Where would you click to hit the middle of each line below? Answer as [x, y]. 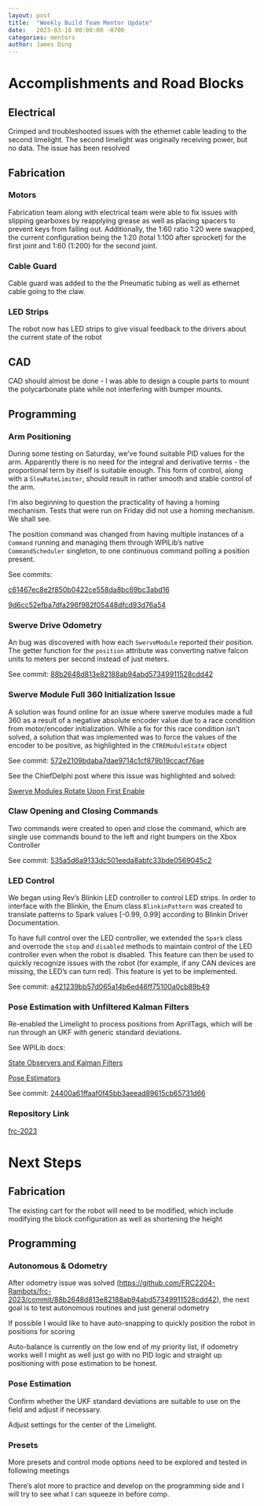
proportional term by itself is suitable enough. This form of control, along [126, 470]
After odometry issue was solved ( [64, 1283]
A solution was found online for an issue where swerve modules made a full [130, 711]
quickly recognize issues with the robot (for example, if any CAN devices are [132, 963]
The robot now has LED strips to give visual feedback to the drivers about [127, 329]
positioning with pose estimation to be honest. [83, 1364]
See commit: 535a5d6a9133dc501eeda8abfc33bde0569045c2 [110, 860]
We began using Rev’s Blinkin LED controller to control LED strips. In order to [132, 898]
